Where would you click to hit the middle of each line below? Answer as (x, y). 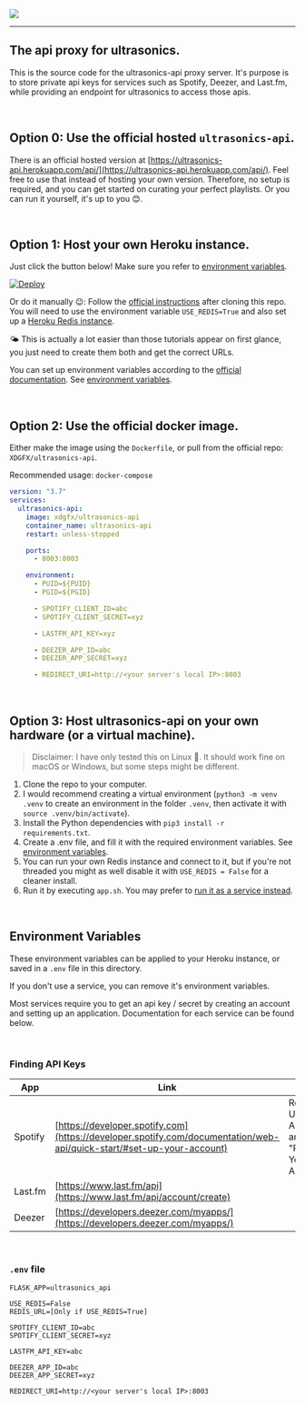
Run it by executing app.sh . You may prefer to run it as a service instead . (157, 890)
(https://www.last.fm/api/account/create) (143, 1198)
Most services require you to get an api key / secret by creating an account (150, 1003)
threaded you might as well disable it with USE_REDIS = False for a (146, 871)
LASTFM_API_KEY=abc (46, 1352)
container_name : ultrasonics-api (89, 526)
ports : (38, 550)
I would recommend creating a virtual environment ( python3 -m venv (150, 793)
